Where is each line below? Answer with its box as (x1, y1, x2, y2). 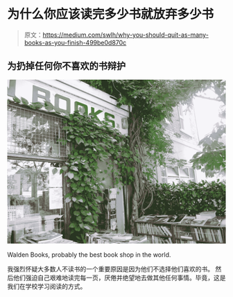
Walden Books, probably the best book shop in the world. (7, 251, 171, 259)
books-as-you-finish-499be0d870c (24, 38, 127, 46)
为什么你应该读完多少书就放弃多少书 (7, 6, 214, 22)
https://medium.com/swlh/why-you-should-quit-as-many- (42, 31, 209, 39)
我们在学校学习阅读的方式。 (7, 282, 87, 290)
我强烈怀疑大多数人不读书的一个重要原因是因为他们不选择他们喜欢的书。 (7, 264, 214, 273)
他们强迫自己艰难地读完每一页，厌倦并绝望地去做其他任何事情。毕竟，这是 (12, 273, 226, 282)
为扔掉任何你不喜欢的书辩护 (7, 60, 126, 72)
